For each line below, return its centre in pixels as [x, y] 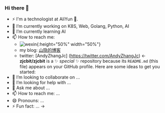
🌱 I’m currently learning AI [39, 31]
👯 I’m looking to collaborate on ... [46, 77]
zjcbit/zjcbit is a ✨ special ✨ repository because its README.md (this [89, 61]
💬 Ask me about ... [31, 88]
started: [28, 72]
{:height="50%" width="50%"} [68, 44]
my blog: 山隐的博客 [40, 50]
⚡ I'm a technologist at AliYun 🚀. [45, 19]
